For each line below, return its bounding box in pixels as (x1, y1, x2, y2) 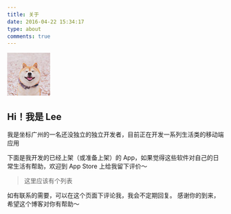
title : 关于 (7, 11, 39, 18)
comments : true (7, 33, 51, 40)
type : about (7, 25, 41, 32)
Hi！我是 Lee (7, 110, 62, 123)
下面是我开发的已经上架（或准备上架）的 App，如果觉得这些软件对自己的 (7, 154, 213, 162)
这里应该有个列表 (23, 177, 73, 185)
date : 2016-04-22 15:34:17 (7, 18, 85, 25)
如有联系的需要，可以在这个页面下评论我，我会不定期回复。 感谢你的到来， (7, 191, 220, 200)
